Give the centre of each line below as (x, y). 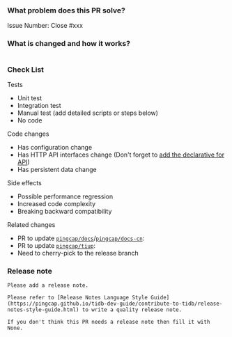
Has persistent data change (57, 169)
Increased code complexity (56, 203)
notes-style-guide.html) (43, 310)
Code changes (28, 134)
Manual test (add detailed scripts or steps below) (88, 113)
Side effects (24, 182)
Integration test (39, 105)
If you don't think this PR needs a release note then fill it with (109, 322)
